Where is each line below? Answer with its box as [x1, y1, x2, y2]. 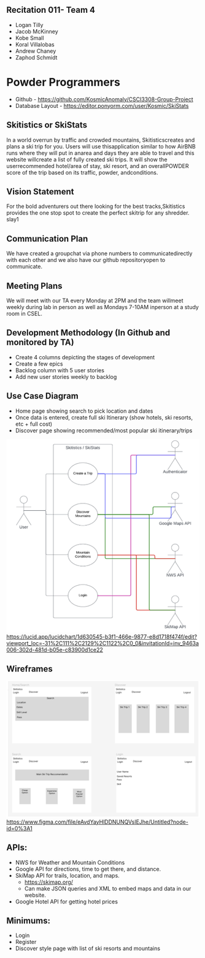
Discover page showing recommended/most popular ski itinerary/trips [15, 426, 193, 434]
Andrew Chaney [15, 47, 56, 55]
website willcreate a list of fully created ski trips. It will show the [6, 156, 168, 163]
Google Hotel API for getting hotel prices [15, 898, 118, 905]
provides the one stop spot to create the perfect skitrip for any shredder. [6, 209, 190, 217]
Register [15, 938, 37, 946]
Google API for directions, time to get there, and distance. [15, 865, 161, 873]
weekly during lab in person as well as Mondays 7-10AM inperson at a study [6, 304, 199, 310]
